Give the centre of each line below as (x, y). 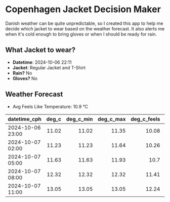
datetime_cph (25, 119)
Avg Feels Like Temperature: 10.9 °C (50, 106)
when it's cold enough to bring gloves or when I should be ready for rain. (81, 34)
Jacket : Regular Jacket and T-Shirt (49, 67)
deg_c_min (79, 119)
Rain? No (22, 73)
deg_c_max (112, 119)
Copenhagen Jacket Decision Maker (83, 9)
